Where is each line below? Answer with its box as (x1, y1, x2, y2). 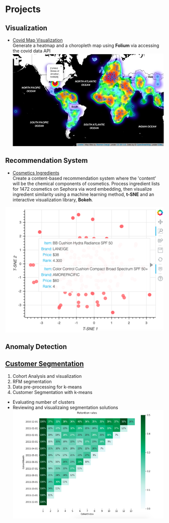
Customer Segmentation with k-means (12, 389, 93, 395)
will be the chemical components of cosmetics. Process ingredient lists (12, 181, 160, 187)
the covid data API (12, 48, 51, 54)
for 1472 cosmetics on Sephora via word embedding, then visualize (12, 186, 152, 192)
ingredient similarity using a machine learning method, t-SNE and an (12, 191, 154, 197)
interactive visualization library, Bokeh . (12, 196, 93, 203)
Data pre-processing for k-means (12, 383, 82, 390)
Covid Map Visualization (12, 37, 63, 43)
